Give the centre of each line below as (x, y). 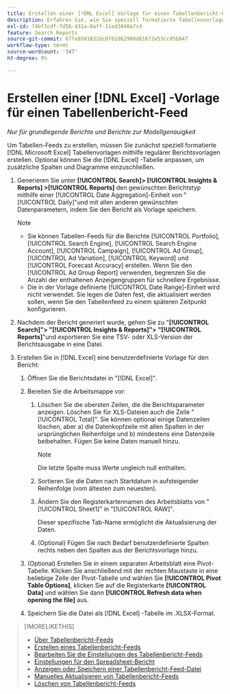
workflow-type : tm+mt (38, 45)
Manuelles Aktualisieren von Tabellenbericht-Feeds (106, 676)
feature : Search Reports (42, 33)
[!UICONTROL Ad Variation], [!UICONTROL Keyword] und (108, 257)
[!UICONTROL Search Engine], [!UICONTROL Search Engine (112, 243)
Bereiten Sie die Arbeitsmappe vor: (76, 391)
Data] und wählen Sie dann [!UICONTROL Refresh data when (114, 592)
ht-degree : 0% (27, 58)
